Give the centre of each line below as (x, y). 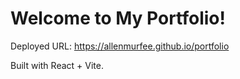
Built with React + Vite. (57, 65)
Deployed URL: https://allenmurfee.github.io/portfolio (120, 46)
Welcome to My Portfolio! (118, 18)
